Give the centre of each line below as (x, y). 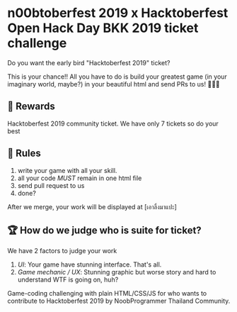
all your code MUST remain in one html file (80, 178)
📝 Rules (24, 154)
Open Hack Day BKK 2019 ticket (103, 28)
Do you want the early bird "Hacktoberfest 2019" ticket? (89, 62)
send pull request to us (51, 185)
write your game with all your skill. (67, 170)
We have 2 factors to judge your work (62, 251)
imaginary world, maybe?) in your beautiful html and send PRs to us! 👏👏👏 (114, 84)
